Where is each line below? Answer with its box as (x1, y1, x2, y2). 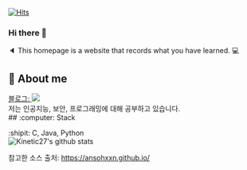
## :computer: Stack (8, 113, 76, 122)
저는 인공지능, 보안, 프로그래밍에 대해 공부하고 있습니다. (8, 104, 181, 114)
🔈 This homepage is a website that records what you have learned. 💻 (8, 46, 240, 56)
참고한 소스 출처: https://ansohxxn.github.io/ (8, 153, 150, 163)
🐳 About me (8, 71, 68, 85)
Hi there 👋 (8, 27, 48, 38)
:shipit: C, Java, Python (8, 128, 84, 138)
